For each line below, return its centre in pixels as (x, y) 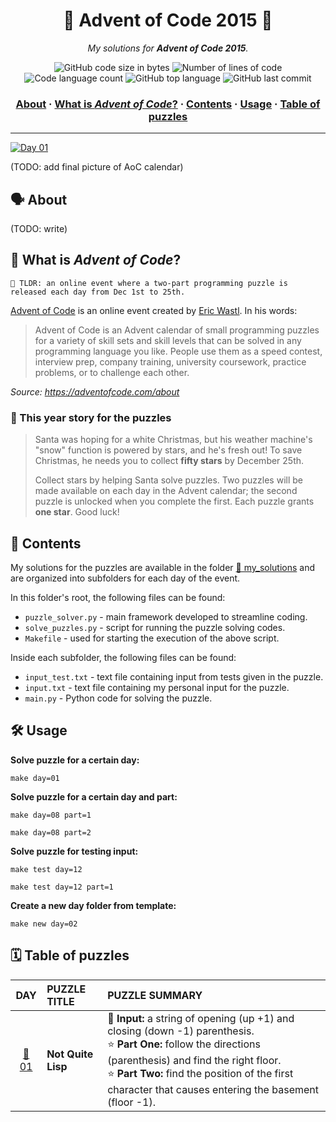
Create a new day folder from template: (93, 905)
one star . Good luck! (77, 512)
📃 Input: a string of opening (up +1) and (201, 1018)
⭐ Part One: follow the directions (184, 1044)
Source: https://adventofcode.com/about (95, 391)
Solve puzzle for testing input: (74, 851)
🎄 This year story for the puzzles (91, 417)
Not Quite (70, 1054)
